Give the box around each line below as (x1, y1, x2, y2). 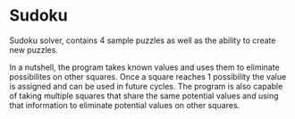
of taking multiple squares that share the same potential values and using (9, 90, 279, 101)
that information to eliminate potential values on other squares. (9, 99, 240, 110)
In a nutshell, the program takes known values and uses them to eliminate (9, 62, 280, 72)
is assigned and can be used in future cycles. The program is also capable (9, 81, 283, 91)
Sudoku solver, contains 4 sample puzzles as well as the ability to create (9, 35, 276, 46)
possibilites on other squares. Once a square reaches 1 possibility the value (9, 71, 287, 81)
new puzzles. (9, 44, 58, 55)
